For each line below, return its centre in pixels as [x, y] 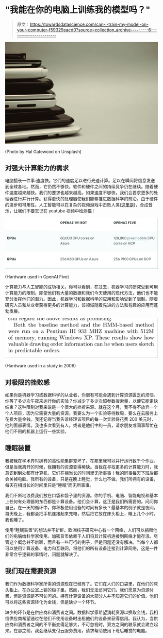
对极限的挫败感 [27, 382]
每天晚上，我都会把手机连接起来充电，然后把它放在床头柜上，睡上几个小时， [81, 514]
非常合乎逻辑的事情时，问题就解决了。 [43, 554]
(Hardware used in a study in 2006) [41, 366]
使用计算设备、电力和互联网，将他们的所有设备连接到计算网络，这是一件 [86, 548]
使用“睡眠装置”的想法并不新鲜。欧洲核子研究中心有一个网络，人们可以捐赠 [79, 530]
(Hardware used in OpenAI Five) [37, 277]
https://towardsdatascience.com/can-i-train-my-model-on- [89, 24]
